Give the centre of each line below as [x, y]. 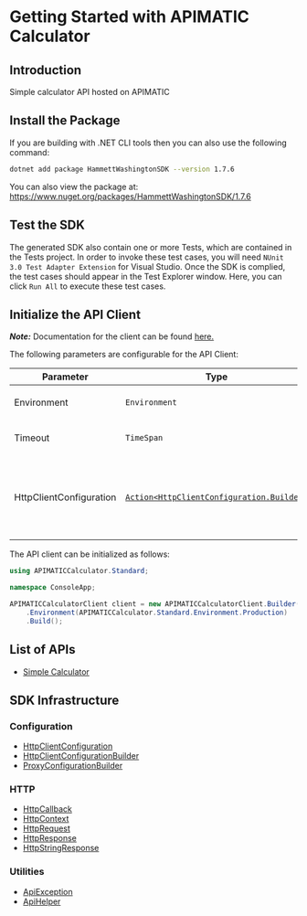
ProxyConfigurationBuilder [73, 766]
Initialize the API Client [75, 314]
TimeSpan [144, 438]
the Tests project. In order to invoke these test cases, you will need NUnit [147, 257]
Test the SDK [47, 225]
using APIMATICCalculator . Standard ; [79, 571]
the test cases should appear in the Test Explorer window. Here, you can [146, 276]
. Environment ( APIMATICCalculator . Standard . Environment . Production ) [157, 612]
